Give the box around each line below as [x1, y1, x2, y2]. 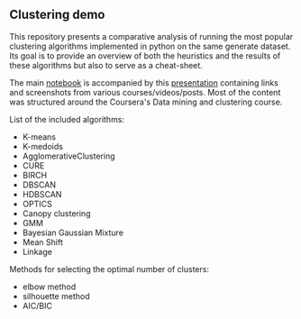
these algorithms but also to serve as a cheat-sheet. [9, 59, 203, 70]
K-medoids [22, 141, 63, 151]
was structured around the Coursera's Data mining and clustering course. [9, 96, 283, 107]
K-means [22, 131, 57, 142]
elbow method [22, 281, 77, 292]
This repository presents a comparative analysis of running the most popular [9, 31, 294, 41]
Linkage [22, 246, 52, 257]
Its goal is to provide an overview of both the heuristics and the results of [9, 50, 281, 61]
